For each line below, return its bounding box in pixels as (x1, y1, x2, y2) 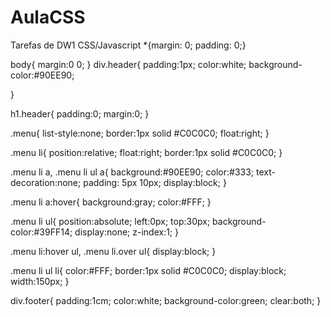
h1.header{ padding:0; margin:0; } (10, 107, 150, 120)
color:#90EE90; (10, 69, 75, 81)
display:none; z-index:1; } (74, 226, 179, 238)
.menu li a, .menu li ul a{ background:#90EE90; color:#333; (10, 166, 255, 178)
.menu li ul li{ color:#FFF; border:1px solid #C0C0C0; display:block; (10, 264, 287, 276)
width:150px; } (10, 275, 70, 287)
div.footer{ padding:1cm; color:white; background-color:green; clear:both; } (10, 294, 322, 306)
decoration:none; (10, 176, 82, 188)
